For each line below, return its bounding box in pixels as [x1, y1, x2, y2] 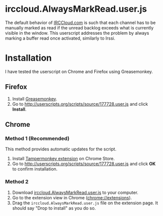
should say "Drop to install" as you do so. [12, 205, 96, 211]
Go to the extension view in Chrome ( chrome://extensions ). [12, 194, 132, 200]
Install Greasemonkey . [12, 96, 57, 101]
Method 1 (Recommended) [5, 135, 70, 142]
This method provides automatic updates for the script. [5, 146, 117, 152]
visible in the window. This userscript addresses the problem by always [5, 30, 149, 36]
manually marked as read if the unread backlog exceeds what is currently [5, 24, 154, 30]
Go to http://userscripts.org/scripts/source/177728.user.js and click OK [12, 161, 156, 167]
